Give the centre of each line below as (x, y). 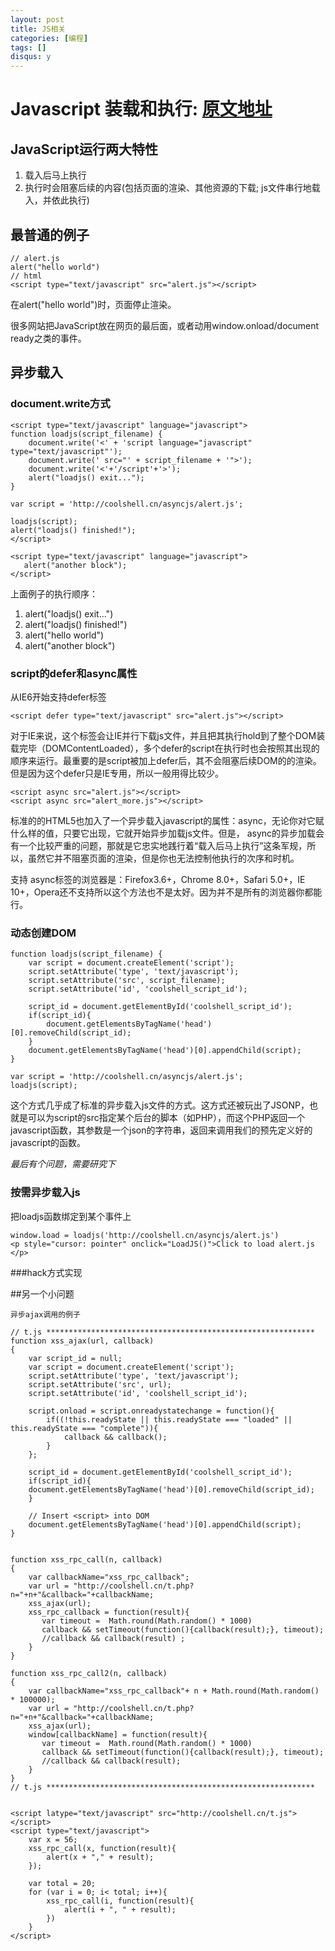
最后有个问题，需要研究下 (63, 1164)
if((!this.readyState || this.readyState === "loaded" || (169, 1419)
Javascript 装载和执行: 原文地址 (141, 109)
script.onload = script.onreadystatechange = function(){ (151, 1411)
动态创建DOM (43, 933)
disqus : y (31, 57)
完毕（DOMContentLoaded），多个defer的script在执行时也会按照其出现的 (169, 748)
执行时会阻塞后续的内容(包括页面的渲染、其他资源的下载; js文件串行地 (168, 188)
